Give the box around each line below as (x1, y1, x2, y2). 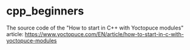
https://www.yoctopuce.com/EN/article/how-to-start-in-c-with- (24, 30, 184, 37)
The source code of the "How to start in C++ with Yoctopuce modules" (6, 24, 184, 31)
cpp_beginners (6, 4, 84, 18)
